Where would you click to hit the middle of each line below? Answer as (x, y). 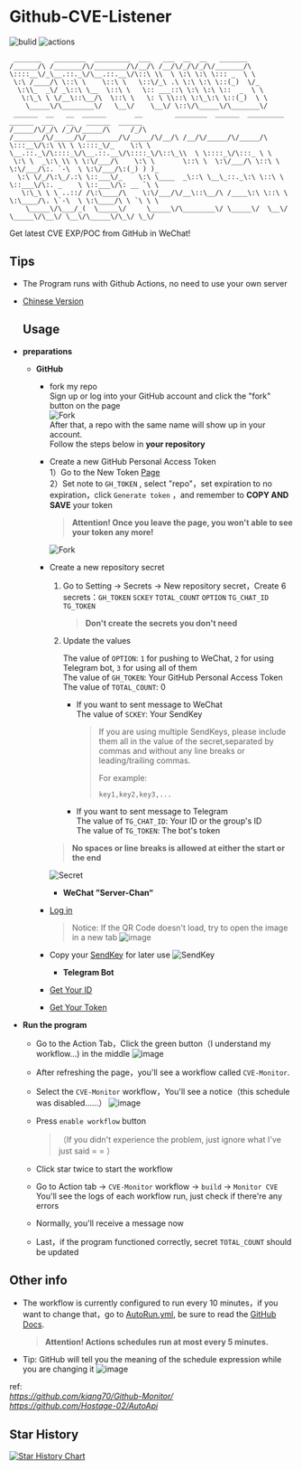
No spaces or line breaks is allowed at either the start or (178, 848)
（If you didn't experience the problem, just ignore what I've (170, 1139)
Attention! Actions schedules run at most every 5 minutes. (156, 1342)
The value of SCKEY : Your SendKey (139, 714)
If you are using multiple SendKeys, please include (192, 731)
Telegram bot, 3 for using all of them (130, 667)
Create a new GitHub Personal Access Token (133, 461)
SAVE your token (81, 504)
